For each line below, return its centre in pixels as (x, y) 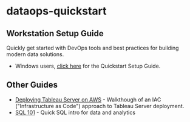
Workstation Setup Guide (55, 34)
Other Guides (32, 85)
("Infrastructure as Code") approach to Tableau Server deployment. (100, 106)
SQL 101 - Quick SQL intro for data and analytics (75, 112)
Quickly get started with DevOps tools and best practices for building (93, 48)
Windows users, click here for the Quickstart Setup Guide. (88, 66)
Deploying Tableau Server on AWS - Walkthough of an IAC (88, 99)
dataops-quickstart (57, 11)
